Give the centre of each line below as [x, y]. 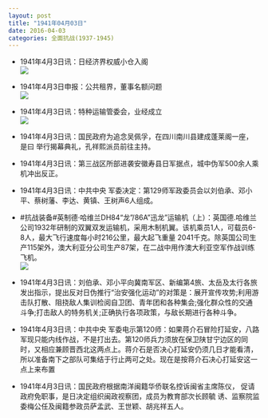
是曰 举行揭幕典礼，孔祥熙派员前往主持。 [87, 147]
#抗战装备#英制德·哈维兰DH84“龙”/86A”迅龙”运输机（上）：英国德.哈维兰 [138, 217]
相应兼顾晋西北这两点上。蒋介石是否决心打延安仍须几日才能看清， [149, 349]
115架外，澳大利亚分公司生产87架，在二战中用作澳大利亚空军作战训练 [141, 248]
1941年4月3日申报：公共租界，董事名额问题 [91, 87]
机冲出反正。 [41, 173]
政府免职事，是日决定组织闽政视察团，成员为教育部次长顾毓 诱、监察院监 [140, 396]
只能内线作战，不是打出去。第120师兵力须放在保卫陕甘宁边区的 [138, 340]
